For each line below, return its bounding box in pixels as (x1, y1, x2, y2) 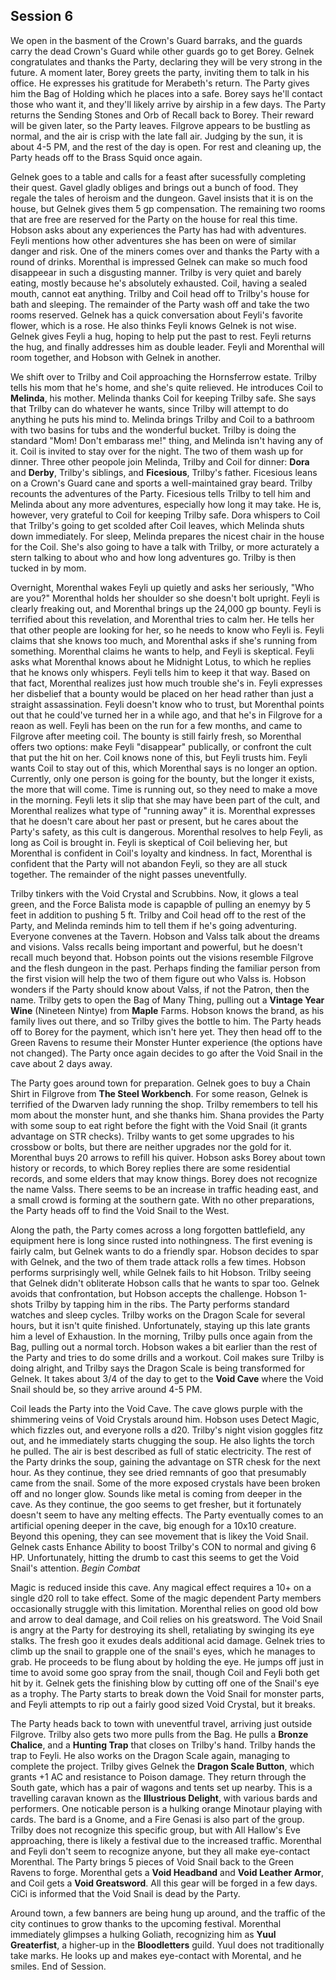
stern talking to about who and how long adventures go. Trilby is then (10, 551, 297, 563)
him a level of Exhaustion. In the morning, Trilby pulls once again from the (10, 1330, 313, 1342)
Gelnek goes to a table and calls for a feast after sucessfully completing (10, 170, 307, 183)
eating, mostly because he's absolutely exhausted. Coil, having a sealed (10, 277, 308, 289)
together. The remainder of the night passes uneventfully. (10, 868, 247, 880)
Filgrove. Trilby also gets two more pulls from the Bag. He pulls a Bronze (10, 1728, 309, 1740)
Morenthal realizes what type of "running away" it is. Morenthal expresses (10, 804, 316, 816)
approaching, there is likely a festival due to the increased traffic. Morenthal (10, 1834, 322, 1846)
